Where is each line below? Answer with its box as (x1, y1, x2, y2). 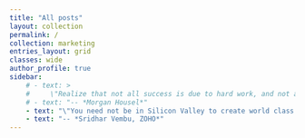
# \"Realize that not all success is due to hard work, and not (25, 89, 290, 98)
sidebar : (9, 73, 43, 82)
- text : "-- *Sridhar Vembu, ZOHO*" (25, 114, 165, 123)
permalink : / (9, 30, 59, 39)
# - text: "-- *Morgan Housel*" (25, 97, 148, 107)
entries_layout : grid (9, 47, 92, 56)
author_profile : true (9, 64, 92, 74)
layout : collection (9, 22, 84, 31)
